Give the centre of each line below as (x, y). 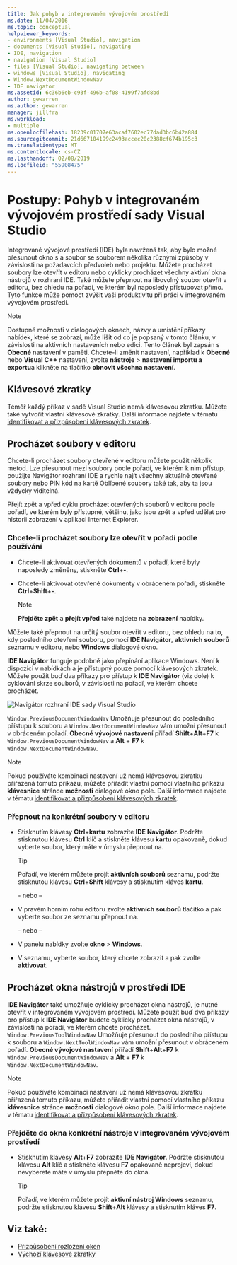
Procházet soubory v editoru (72, 444)
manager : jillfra (33, 112)
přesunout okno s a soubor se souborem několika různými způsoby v (108, 257)
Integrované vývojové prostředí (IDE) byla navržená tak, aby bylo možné (112, 250)
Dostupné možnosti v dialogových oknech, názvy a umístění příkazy (106, 330)
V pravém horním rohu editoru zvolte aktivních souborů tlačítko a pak (119, 909)
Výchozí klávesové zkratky (56, 1254)
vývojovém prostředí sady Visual (106, 215)
